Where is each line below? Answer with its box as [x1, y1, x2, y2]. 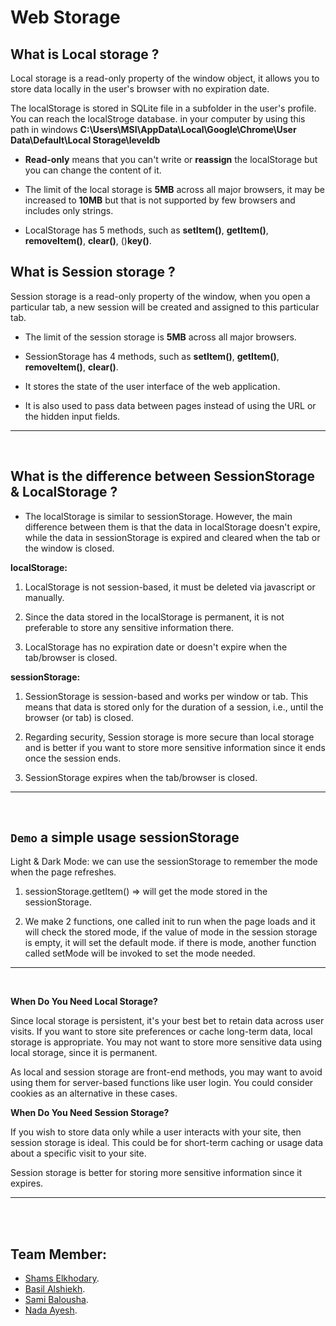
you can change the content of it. [24, 164, 162, 176]
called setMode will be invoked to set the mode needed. [24, 947, 256, 960]
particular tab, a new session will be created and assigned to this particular [10, 301, 320, 313]
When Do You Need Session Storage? [10, 1107, 170, 1119]
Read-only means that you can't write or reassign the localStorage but [24, 154, 318, 165]
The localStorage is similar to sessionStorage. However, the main [24, 510, 293, 522]
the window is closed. [24, 542, 115, 554]
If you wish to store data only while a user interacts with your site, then [10, 1126, 302, 1138]
